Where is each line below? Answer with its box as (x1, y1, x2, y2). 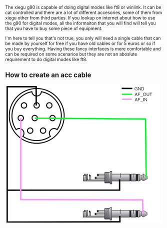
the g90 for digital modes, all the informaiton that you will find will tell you (5, 20, 156, 26)
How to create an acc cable (5, 71, 91, 79)
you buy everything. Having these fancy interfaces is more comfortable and (5, 46, 161, 51)
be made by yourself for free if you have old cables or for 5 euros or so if (5, 40, 155, 46)
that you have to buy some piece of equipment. (5, 25, 102, 31)
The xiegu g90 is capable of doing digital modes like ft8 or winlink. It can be (5, 4, 161, 10)
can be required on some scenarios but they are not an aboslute (5, 51, 137, 57)
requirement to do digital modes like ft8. (5, 56, 87, 62)
